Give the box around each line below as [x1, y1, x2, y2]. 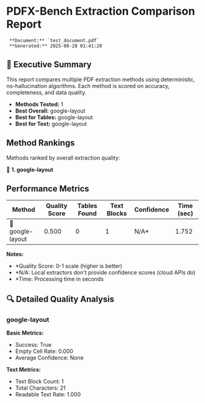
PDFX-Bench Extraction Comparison [6, 4, 195, 18]
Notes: [6, 251, 24, 258]
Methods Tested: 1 [15, 100, 63, 108]
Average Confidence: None [15, 354, 84, 361]
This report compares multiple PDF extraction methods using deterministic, [6, 75, 195, 83]
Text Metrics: [6, 366, 41, 374]
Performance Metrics [6, 183, 90, 194]
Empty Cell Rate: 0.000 [15, 347, 73, 355]
